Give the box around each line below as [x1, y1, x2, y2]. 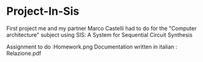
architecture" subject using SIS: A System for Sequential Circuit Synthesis [6, 31, 193, 38]
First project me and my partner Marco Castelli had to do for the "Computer [6, 25, 197, 32]
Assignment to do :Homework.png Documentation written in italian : [6, 43, 178, 50]
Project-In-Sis [6, 4, 80, 18]
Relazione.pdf [6, 49, 42, 56]
